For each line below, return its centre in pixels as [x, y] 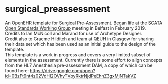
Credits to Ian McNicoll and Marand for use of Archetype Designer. [74, 33]
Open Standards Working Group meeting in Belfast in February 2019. [76, 28]
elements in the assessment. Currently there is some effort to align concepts [84, 60]
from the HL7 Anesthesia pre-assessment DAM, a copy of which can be [79, 65]
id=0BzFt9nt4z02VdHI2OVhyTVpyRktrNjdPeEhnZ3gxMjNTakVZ [71, 76]
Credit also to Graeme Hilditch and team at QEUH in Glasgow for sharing [79, 39]
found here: [17, 70]
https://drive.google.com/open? [63, 70]
